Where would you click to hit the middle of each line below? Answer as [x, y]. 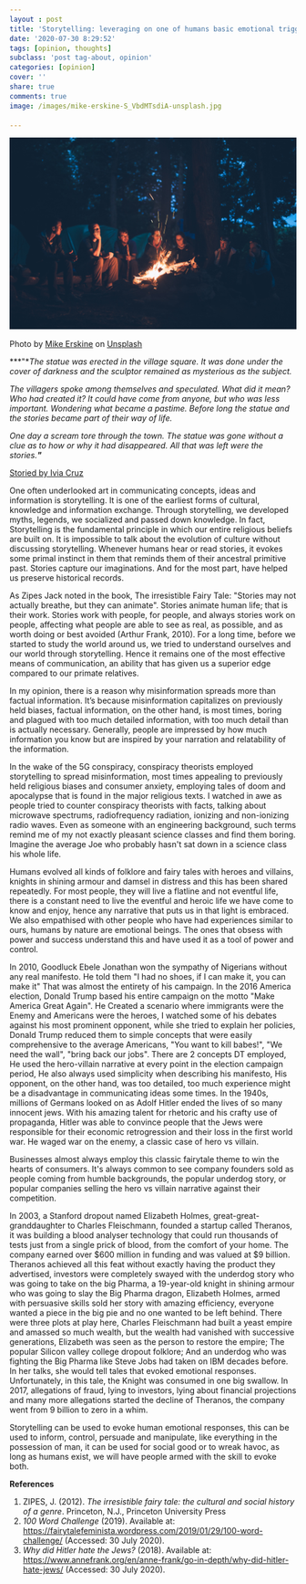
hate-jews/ [43, 1569]
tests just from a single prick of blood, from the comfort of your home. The [149, 1245]
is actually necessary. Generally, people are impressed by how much [138, 729]
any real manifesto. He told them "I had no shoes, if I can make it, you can [148, 977]
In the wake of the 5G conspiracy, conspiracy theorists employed [131, 767]
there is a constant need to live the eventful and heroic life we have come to [152, 901]
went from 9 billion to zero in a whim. [79, 1410]
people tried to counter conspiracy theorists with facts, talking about [138, 806]
